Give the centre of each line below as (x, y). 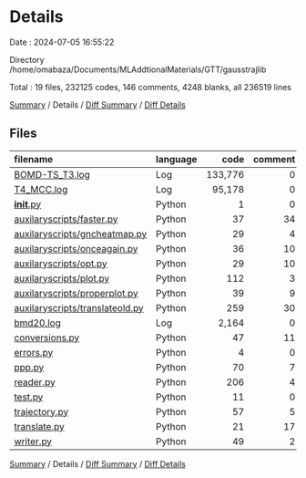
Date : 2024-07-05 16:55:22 (62, 42)
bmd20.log (37, 323)
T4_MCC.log (41, 189)
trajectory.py (41, 411)
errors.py (34, 352)
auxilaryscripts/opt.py (61, 264)
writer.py (33, 442)
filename (34, 159)
